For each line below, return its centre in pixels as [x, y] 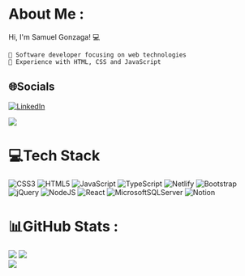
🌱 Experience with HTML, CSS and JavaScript [85, 62]
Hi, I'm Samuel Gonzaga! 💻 [54, 36]
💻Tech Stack [54, 155]
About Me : [46, 14]
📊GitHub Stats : [64, 226]
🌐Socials [32, 87]
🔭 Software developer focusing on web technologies [97, 55]
